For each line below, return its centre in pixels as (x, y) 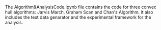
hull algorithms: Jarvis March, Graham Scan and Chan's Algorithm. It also (79, 12)
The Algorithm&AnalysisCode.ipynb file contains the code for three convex (80, 7)
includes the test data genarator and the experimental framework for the (78, 17)
